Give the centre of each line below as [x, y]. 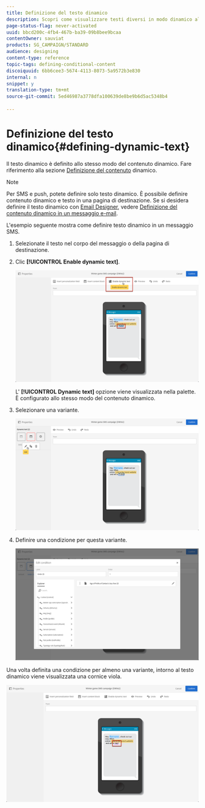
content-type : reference [38, 58]
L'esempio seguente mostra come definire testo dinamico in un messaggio [100, 225]
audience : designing [33, 52]
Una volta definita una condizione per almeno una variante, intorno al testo [100, 670]
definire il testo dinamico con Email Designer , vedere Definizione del [92, 207]
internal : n [21, 77]
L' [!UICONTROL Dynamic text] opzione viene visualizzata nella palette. [106, 391]
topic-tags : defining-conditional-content [61, 64]
